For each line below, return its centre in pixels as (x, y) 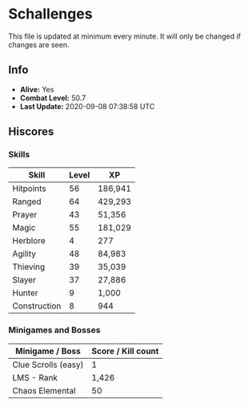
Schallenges (50, 14)
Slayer (24, 280)
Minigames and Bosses (54, 330)
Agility (24, 254)
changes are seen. (39, 44)
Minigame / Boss (48, 351)
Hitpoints (29, 189)
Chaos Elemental (44, 390)
